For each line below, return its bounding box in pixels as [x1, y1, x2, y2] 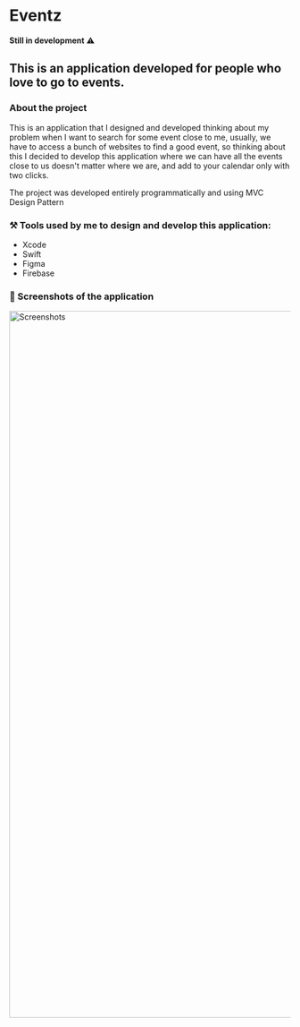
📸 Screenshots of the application [9, 290, 154, 303]
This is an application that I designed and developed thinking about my [9, 122, 270, 133]
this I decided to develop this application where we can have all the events [9, 150, 283, 161]
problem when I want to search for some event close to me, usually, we [9, 132, 271, 142]
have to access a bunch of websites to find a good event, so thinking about [9, 141, 286, 152]
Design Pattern [9, 196, 64, 207]
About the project [9, 102, 87, 115]
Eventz [9, 5, 62, 26]
